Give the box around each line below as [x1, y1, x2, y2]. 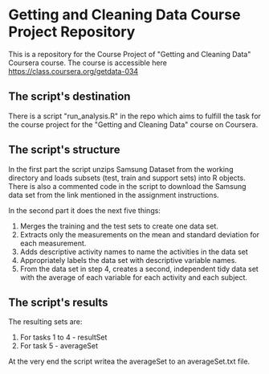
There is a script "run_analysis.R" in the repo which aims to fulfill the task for [8, 111, 261, 121]
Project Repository [8, 23, 136, 41]
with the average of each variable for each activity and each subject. [19, 272, 247, 282]
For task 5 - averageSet [19, 341, 99, 351]
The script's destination [8, 90, 131, 104]
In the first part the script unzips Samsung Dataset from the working [8, 164, 234, 174]
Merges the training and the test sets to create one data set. [19, 221, 218, 231]
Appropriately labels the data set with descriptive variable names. [19, 255, 237, 265]
